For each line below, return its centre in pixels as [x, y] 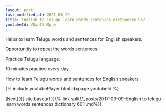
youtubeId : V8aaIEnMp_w [31, 24]
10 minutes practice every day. [38, 69]
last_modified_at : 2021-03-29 [38, 15]
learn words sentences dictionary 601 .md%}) [54, 104]
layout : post [19, 10]
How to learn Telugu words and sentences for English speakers [72, 79]
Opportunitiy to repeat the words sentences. [52, 49]
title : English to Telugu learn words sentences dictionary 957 [75, 20]
